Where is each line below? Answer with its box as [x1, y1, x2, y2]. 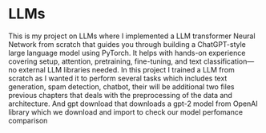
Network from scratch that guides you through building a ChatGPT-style [8, 39, 247, 49]
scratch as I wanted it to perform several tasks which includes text [8, 73, 228, 83]
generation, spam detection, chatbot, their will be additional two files [8, 81, 235, 92]
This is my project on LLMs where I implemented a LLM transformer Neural [8, 31, 256, 41]
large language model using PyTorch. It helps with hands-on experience [8, 48, 246, 57]
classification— [203, 57, 255, 66]
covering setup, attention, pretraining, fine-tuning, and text [8, 57, 202, 66]
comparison [8, 115, 48, 125]
